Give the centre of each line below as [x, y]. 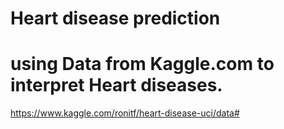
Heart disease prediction [115, 18]
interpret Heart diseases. [116, 85]
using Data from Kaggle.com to [142, 64]
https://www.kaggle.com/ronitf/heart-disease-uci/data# [125, 113]
